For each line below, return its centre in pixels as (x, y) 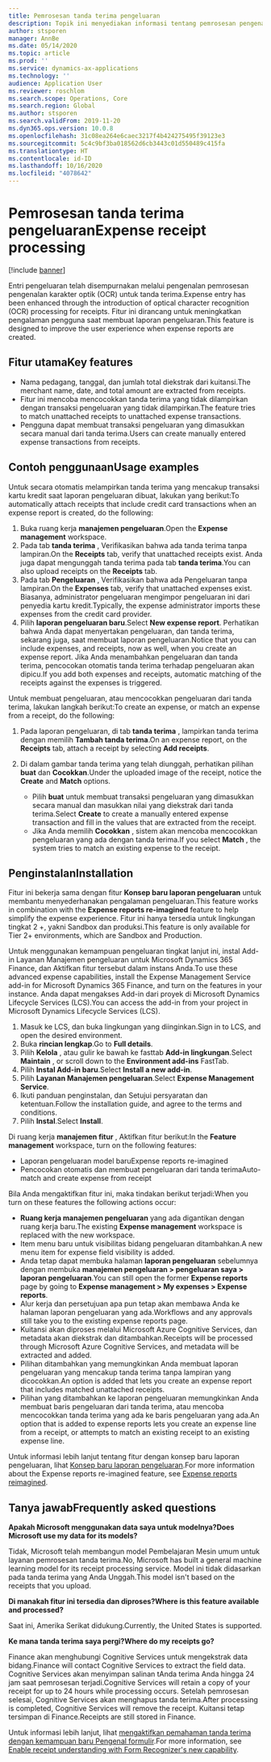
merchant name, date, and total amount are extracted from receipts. (133, 390)
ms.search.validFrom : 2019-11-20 (65, 121)
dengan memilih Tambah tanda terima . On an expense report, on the (133, 739)
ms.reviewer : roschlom (46, 91)
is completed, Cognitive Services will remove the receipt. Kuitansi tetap (127, 1709)
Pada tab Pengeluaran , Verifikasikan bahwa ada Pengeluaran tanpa (133, 580)
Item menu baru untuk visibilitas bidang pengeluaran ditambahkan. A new (141, 1244)
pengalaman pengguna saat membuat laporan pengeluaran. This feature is (131, 320)
